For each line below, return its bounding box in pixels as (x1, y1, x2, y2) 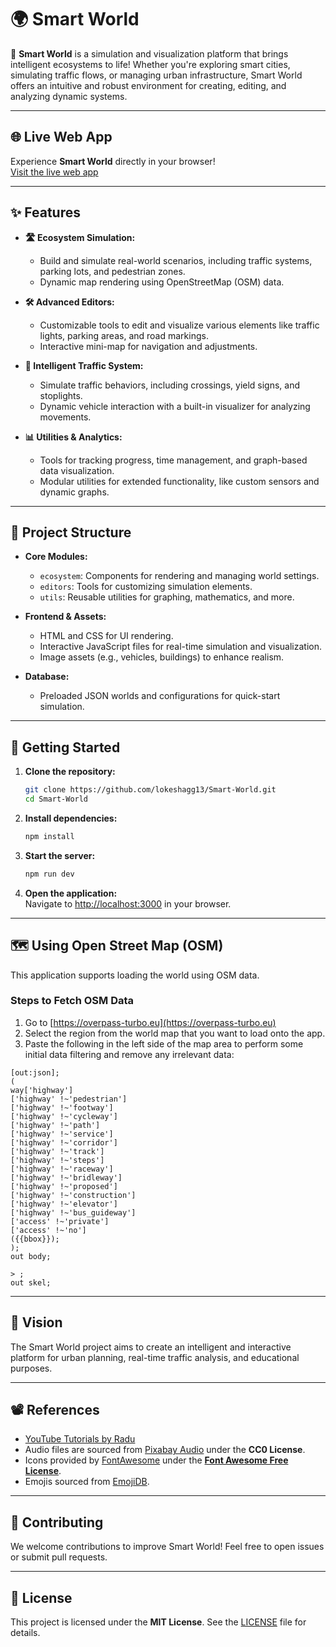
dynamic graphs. (39, 486, 110, 498)
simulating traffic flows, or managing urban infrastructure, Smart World (10, 69, 303, 81)
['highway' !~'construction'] (10, 1190, 137, 1200)
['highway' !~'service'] (10, 1129, 114, 1139)
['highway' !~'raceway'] (10, 1164, 114, 1174)
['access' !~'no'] (10, 1225, 87, 1235)
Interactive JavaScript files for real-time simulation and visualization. (39, 641, 323, 653)
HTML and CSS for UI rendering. (39, 630, 174, 642)
